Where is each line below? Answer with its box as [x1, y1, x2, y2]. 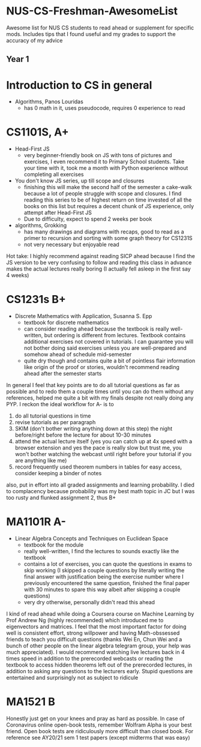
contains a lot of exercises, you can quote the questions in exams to [23, 560, 192, 568]
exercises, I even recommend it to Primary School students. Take [23, 158, 185, 166]
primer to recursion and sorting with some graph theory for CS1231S [23, 235, 193, 242]
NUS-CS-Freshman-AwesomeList [6, 4, 178, 18]
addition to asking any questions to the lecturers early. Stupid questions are [6, 668, 193, 675]
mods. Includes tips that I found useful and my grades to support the [6, 30, 176, 37]
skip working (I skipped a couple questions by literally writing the [23, 567, 185, 574]
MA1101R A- [6, 515, 66, 529]
